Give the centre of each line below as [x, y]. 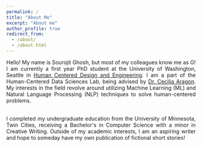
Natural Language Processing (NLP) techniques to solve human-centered [101, 94]
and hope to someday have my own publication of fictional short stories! [96, 137]
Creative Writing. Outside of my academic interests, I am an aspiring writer [101, 131]
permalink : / [23, 12]
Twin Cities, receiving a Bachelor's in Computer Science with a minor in [101, 125]
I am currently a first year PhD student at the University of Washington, [101, 68]
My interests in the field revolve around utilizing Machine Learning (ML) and [101, 88]
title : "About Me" [29, 17]
